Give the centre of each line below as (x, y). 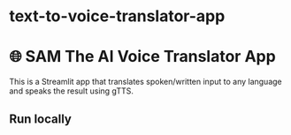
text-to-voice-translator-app (117, 16)
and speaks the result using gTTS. (72, 91)
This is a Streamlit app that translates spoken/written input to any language (146, 82)
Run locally (41, 119)
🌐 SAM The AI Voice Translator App (142, 57)
